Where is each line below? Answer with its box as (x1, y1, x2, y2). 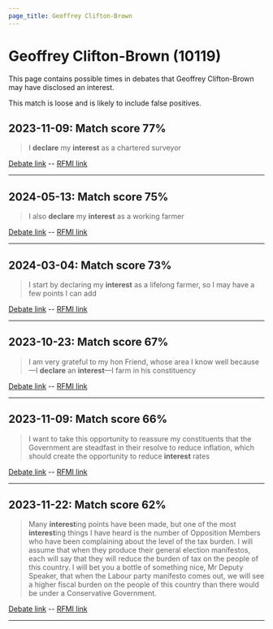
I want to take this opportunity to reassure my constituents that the (28, 433, 252, 443)
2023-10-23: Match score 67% (8, 335, 169, 349)
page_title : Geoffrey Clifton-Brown (8, 11, 132, 20)
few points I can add (28, 289, 97, 298)
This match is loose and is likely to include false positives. (8, 98, 201, 108)
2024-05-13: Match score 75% (8, 190, 169, 204)
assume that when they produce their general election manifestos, (28, 545, 250, 555)
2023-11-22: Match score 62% (8, 498, 167, 512)
